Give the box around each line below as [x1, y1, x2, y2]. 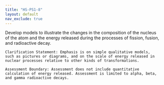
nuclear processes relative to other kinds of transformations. [5, 58, 139, 63]
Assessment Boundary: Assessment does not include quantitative [5, 67, 139, 72]
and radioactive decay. [5, 40, 52, 46]
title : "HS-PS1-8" [5, 7, 43, 12]
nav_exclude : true [5, 16, 43, 21]
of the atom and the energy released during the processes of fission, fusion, [5, 35, 160, 41]
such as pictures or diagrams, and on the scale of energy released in [5, 54, 155, 59]
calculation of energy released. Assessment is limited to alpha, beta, [5, 71, 157, 76]
